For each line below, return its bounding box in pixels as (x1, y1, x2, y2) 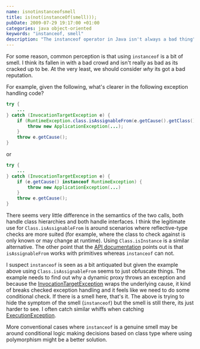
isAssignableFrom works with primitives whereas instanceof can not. (6, 250, 174, 257)
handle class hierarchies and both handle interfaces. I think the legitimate (6, 218, 186, 225)
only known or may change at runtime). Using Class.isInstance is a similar (6, 237, 189, 244)
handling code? (6, 90, 44, 96)
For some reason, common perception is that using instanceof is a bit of (6, 53, 183, 60)
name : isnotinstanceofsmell (6, 8, 76, 15)
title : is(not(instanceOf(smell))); (6, 14, 97, 20)
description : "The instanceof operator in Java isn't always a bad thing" (6, 36, 196, 42)
